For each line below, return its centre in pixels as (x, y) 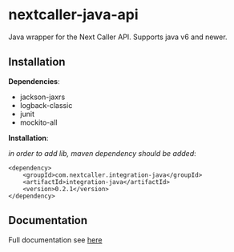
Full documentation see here (55, 240)
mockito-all (38, 122)
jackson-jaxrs (42, 97)
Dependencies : (34, 81)
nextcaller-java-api (73, 15)
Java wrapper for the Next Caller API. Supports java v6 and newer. (118, 37)
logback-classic (46, 105)
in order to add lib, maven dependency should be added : (102, 153)
